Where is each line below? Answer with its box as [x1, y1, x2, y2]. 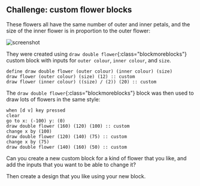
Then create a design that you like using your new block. [6, 172, 146, 179]
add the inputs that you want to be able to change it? [6, 161, 137, 168]
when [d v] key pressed [6, 107, 66, 113]
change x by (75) [6, 139, 50, 145]
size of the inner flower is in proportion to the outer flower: [6, 27, 151, 34]
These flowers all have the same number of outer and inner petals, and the [6, 20, 190, 28]
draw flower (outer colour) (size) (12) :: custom [6, 73, 135, 80]
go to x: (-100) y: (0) [6, 118, 66, 124]
